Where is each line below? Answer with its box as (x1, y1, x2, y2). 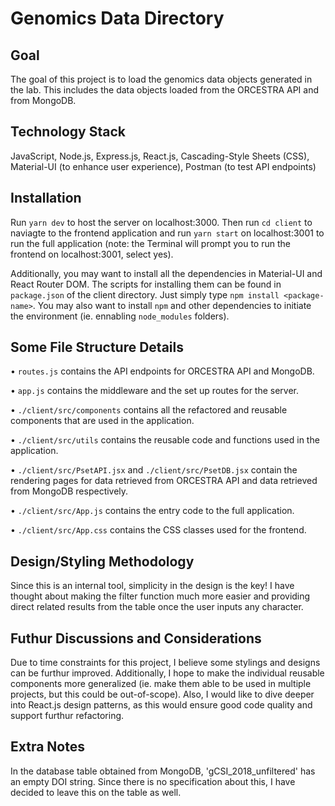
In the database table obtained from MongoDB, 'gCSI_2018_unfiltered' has (10, 765, 316, 777)
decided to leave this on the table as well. (10, 786, 182, 798)
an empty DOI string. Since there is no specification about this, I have (10, 775, 296, 787)
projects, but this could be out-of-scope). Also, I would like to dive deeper (10, 688, 315, 701)
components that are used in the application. (10, 415, 195, 427)
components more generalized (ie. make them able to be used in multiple (10, 678, 312, 690)
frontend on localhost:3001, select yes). (10, 248, 174, 260)
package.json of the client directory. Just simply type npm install (10, 288, 280, 301)
